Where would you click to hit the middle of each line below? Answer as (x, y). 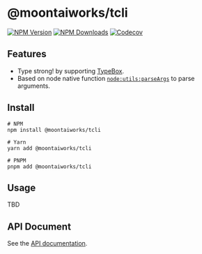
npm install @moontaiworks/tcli (54, 130)
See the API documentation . (47, 244)
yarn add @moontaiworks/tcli (49, 148)
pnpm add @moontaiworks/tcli (49, 166)
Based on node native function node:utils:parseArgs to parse (106, 78)
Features (27, 54)
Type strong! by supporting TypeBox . (70, 70)
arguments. (34, 86)
